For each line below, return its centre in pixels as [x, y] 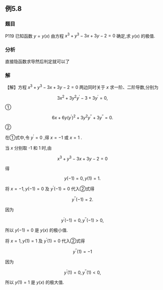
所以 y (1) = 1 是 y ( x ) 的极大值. [35, 282]
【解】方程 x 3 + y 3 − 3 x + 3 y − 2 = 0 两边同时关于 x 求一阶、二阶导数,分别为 [82, 86]
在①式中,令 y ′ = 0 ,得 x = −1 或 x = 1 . [44, 137]
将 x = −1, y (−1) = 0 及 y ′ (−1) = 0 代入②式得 [50, 188]
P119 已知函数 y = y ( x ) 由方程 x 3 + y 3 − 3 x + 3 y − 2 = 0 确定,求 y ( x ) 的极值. [80, 35]
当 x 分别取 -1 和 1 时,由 [28, 148]
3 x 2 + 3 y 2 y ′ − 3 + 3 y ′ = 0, [82, 97]
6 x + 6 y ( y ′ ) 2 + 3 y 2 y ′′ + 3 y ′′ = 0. [82, 117]
